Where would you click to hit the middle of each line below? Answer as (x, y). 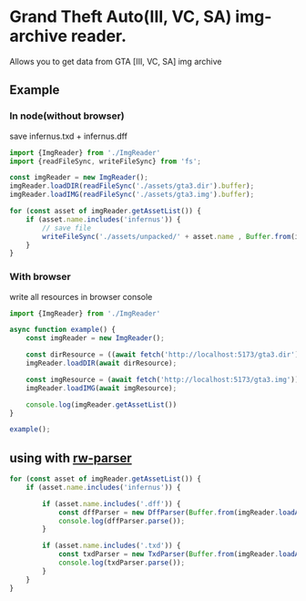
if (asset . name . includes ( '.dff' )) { (112, 503)
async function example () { (63, 330)
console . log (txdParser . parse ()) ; (121, 563)
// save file (67, 228)
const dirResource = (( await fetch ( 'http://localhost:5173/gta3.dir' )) (164, 355)
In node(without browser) (67, 116)
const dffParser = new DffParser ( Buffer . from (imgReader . (168, 513)
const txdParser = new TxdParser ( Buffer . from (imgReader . (168, 554)
